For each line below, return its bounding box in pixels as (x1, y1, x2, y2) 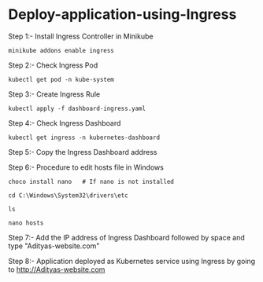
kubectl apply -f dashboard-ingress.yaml (8, 104, 146, 112)
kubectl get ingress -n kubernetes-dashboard (8, 134, 160, 141)
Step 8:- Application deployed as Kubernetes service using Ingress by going (8, 256, 256, 266)
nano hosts (8, 218, 44, 227)
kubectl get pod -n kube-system (8, 75, 114, 83)
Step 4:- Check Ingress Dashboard (8, 118, 121, 127)
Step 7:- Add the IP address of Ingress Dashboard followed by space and (8, 233, 246, 242)
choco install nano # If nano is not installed (8, 178, 175, 185)
